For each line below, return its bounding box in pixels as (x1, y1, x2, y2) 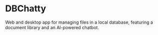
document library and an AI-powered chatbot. (5, 24, 99, 30)
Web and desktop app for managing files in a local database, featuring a (5, 19, 154, 25)
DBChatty (5, 3, 46, 14)
